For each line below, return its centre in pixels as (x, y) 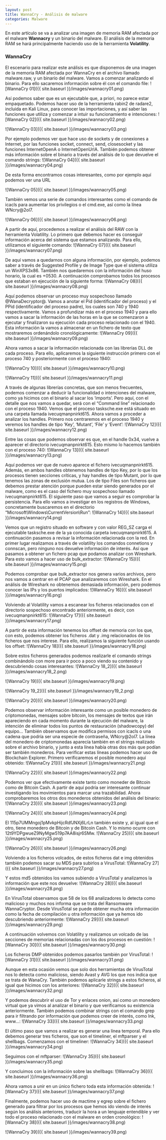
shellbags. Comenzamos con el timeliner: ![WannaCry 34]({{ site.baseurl (79, 1041)
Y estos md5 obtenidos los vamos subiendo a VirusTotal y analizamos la (79, 878)
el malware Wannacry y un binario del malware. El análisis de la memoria (80, 38)
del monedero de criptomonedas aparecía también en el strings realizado (80, 742)
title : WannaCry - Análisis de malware (46, 14)
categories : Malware (27, 19)
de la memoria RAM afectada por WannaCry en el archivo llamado (72, 73)
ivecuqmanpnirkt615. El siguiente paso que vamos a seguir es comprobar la (82, 496)
